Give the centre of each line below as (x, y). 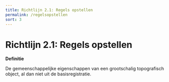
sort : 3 (14, 19)
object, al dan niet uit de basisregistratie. (48, 74)
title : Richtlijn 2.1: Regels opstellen (49, 10)
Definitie (15, 59)
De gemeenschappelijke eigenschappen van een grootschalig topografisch (85, 69)
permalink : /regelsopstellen (36, 15)
